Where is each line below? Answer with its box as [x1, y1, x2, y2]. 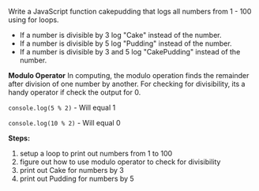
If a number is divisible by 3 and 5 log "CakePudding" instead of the [19, 47, 241, 56]
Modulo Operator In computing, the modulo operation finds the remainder [8, 71, 250, 80]
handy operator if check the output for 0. [8, 88, 141, 97]
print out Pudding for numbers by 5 [19, 174, 134, 183]
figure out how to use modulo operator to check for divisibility [19, 157, 221, 167]
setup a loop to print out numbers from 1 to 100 [19, 149, 173, 158]
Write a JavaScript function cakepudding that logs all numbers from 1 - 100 [8, 7, 252, 16]
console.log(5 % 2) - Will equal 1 [8, 103, 116, 112]
